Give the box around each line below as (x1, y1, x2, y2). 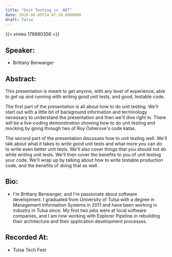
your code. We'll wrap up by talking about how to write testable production (5, 157, 163, 163)
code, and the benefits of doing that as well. (5, 163, 99, 168)
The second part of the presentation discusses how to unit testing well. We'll (5, 135, 167, 141)
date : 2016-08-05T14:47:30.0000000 (5, 12, 82, 17)
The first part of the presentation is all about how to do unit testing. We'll (5, 104, 159, 109)
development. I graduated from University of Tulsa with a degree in (12, 196, 155, 203)
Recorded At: (5, 233, 49, 242)
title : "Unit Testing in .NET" (5, 7, 72, 13)
